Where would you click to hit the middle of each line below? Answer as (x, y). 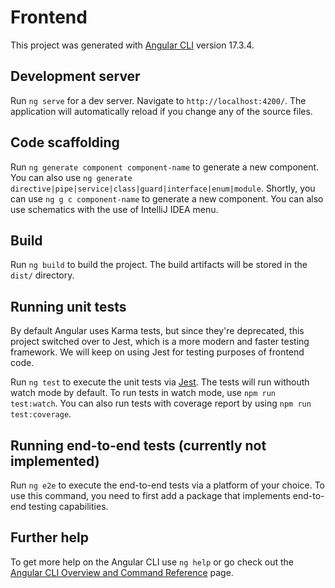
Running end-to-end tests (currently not (138, 445)
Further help (50, 537)
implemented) (55, 461)
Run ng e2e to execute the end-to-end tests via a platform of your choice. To (168, 485)
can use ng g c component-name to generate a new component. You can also (167, 198)
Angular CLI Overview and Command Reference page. (122, 572)
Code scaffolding (65, 142)
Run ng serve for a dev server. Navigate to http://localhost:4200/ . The (158, 100)
